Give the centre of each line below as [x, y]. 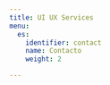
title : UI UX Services [51, 17]
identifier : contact [63, 42]
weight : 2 [44, 59]
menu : [19, 26]
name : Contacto [54, 51]
